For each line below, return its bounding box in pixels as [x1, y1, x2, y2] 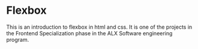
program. [6, 36, 29, 43]
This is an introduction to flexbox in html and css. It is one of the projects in [6, 23, 193, 30]
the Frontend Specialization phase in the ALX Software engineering [6, 29, 173, 36]
